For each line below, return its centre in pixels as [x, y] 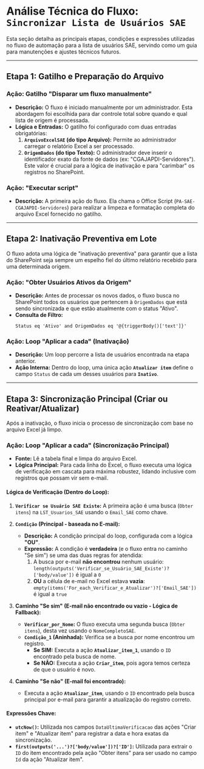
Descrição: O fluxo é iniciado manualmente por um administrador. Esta [104, 107]
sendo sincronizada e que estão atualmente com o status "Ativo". [97, 308]
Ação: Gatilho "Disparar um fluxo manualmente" [79, 94]
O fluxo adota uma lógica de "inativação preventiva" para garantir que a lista [102, 253]
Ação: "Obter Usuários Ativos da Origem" [69, 282]
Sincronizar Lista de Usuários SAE [96, 23]
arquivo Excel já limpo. [34, 430]
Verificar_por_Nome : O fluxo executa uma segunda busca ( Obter [104, 624]
